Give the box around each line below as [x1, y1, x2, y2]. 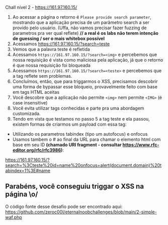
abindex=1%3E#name [5, 167, 50, 174]
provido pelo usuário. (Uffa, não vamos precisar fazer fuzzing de [12, 25, 147, 31]
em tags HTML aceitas [12, 89, 59, 95]
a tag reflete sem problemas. [12, 73, 72, 79]
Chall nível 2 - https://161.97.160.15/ [5, 5, 77, 10]
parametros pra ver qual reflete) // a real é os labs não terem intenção [12, 30, 158, 36]
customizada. [12, 110, 41, 117]
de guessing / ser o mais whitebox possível [12, 35, 105, 41]
